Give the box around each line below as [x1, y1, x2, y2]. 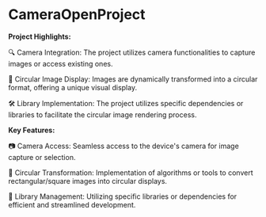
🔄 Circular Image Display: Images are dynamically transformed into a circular [8, 74, 258, 84]
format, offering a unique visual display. [8, 82, 137, 92]
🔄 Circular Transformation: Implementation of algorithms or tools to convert [8, 168, 253, 177]
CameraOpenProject [8, 6, 146, 24]
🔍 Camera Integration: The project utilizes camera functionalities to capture [8, 48, 256, 57]
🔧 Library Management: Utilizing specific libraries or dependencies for [8, 192, 237, 201]
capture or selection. [8, 152, 76, 162]
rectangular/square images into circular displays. [8, 176, 168, 185]
